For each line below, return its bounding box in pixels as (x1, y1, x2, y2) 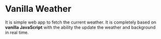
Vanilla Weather (5, 3, 72, 14)
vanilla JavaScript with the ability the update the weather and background (5, 24, 156, 30)
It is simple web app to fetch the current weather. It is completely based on (5, 19, 157, 25)
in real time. (5, 29, 29, 35)
